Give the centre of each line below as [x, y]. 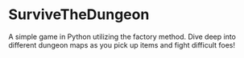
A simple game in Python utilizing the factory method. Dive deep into [122, 37]
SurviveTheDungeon [79, 15]
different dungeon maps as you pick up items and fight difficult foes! [122, 44]
